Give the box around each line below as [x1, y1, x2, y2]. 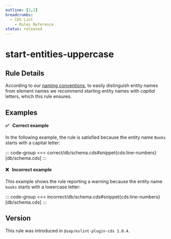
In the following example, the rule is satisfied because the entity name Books [5, 134, 166, 140]
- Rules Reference [14, 21, 54, 27]
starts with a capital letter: [5, 139, 61, 146]
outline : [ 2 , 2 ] [5, 7, 38, 13]
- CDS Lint [10, 17, 33, 22]
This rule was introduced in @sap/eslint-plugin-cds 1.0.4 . [5, 227, 130, 233]
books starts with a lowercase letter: [5, 184, 81, 190]
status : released [5, 27, 43, 32]
